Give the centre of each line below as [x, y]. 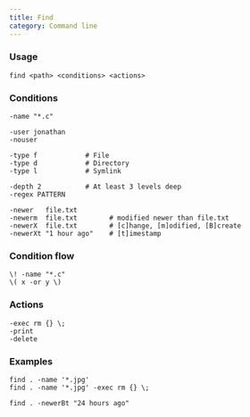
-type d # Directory [69, 163]
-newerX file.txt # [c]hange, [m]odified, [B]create [125, 226]
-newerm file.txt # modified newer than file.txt [119, 218]
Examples [31, 361]
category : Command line [54, 26]
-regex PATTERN [37, 195]
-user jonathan [37, 132]
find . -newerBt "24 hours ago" [69, 403]
